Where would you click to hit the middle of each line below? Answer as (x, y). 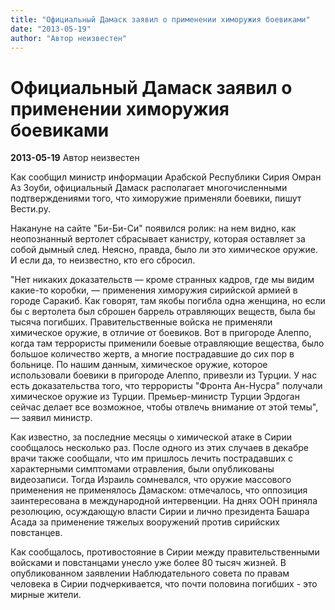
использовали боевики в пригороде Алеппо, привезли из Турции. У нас (164, 375)
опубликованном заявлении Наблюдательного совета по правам (150, 573)
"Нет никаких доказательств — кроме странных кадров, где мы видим (162, 280)
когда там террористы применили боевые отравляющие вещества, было (167, 343)
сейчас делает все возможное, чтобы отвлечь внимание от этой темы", (164, 407)
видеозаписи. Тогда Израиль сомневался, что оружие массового (151, 480)
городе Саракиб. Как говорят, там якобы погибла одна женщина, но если (168, 301)
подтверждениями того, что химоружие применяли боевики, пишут (156, 198)
